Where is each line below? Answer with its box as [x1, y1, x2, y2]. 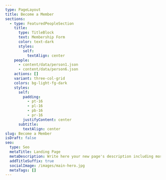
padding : [23, 94, 41, 99]
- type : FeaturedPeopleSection [9, 21, 74, 26]
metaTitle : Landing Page [9, 149, 61, 154]
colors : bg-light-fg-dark [14, 80, 68, 85]
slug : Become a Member [5, 131, 52, 136]
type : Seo [9, 145, 30, 150]
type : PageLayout [5, 7, 41, 12]
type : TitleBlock [18, 30, 54, 35]
